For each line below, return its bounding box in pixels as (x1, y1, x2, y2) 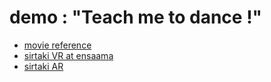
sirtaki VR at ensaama (23, 49, 114, 61)
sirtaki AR (23, 60, 64, 72)
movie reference (23, 39, 92, 51)
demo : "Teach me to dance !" (9, 6, 263, 29)
